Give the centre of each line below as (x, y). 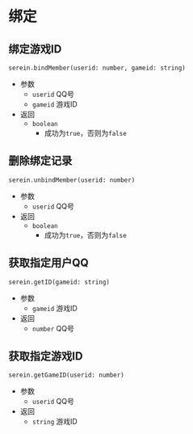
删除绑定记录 (40, 161)
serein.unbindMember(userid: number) (72, 180)
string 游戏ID (55, 422)
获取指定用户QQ (48, 263)
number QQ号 (53, 328)
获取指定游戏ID (46, 356)
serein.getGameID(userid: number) (67, 375)
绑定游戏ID (35, 49)
